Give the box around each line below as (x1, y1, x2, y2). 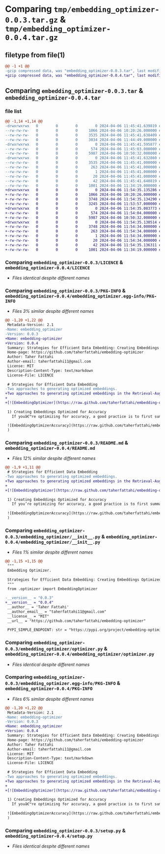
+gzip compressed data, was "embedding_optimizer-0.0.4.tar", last (5, 73, 146, 78)
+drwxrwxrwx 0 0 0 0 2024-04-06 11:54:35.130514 (5, 220, 157, 225)
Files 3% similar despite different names (12, 308, 94, 314)
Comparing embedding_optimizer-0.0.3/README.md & (5, 439, 129, 446)
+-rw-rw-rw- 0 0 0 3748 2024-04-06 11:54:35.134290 (5, 197, 157, 202)
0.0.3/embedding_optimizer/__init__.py (5, 534, 101, 540)
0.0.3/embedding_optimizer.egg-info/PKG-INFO (5, 681, 116, 687)
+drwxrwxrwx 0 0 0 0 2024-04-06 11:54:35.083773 (5, 206, 157, 211)
